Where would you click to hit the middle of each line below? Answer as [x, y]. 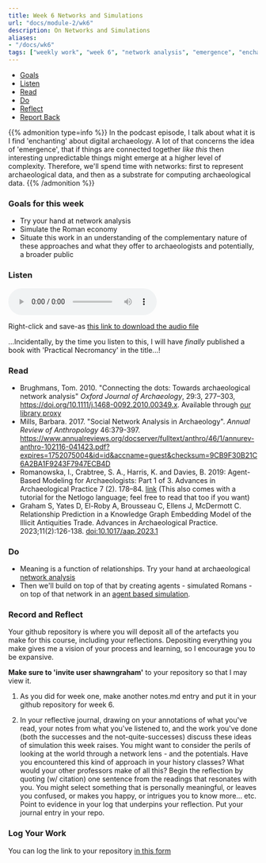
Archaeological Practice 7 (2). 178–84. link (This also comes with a [127, 489]
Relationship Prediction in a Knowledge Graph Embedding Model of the [135, 514]
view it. [20, 681]
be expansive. [31, 657]
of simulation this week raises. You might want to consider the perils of [135, 746]
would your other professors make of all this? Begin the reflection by [131, 771]
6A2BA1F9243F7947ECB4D [65, 463]
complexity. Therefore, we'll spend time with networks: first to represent [126, 166]
